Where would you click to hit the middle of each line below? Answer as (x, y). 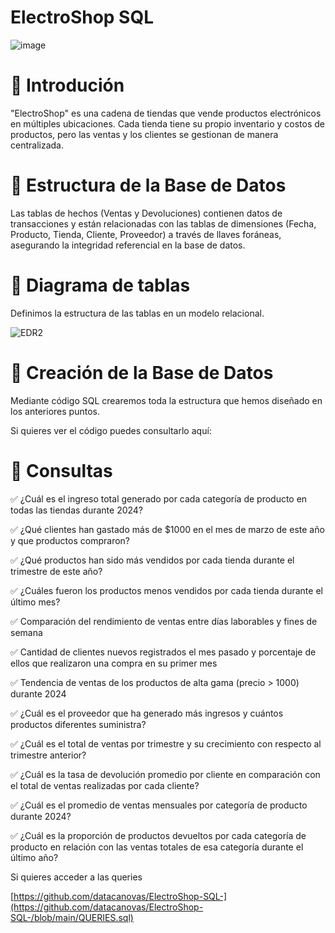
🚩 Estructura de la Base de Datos (148, 185)
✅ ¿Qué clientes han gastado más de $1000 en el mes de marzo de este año (167, 529)
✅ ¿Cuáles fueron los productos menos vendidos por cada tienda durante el (166, 590)
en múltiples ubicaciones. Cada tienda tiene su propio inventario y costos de (168, 123)
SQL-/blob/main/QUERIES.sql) (72, 917)
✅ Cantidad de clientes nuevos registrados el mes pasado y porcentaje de (163, 652)
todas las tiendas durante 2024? (77, 510)
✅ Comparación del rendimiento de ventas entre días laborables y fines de (164, 621)
